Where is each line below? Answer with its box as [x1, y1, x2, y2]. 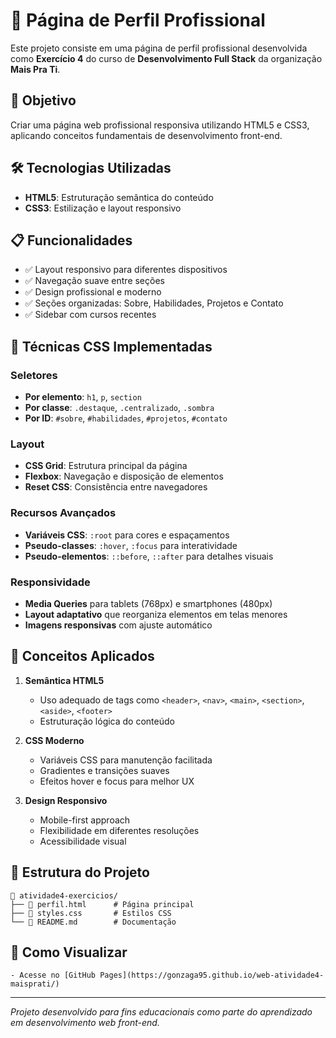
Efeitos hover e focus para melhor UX [39, 775, 195, 787]
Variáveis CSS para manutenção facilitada [39, 754, 213, 766]
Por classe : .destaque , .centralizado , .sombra [24, 402, 215, 414]
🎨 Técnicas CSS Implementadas [10, 338, 213, 355]
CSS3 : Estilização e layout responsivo [24, 202, 182, 214]
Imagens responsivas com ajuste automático [24, 619, 213, 631]
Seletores [10, 368, 58, 382]
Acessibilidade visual [39, 835, 127, 847]
